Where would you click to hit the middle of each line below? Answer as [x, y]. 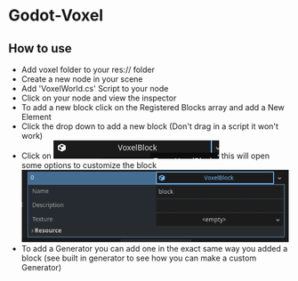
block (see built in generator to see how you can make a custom [139, 258]
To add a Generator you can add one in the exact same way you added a [154, 249]
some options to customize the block [89, 165]
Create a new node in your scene [82, 79]
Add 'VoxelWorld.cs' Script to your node [95, 88]
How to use [40, 48]
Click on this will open [145, 156]
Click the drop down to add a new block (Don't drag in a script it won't [150, 126]
